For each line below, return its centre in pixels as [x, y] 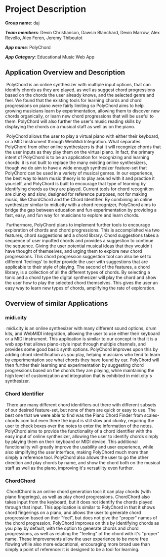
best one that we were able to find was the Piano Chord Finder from [74, 415]
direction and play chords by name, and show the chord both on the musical [83, 462]
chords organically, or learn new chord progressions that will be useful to [80, 116]
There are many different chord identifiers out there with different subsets [81, 404]
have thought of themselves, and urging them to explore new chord [74, 251]
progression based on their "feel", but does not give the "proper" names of [81, 518]
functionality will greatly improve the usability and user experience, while [79, 446]
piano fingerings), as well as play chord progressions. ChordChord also [78, 497]
